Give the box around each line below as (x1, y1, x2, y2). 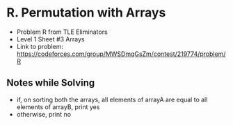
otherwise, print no (16, 110, 71, 118)
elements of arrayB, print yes (16, 102, 100, 111)
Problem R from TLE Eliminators (16, 28, 109, 36)
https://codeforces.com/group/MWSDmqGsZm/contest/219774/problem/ (16, 50, 226, 58)
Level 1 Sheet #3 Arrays (16, 35, 85, 43)
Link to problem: (16, 42, 64, 50)
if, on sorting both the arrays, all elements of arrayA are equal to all (16, 95, 208, 104)
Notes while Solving (6, 77, 95, 89)
